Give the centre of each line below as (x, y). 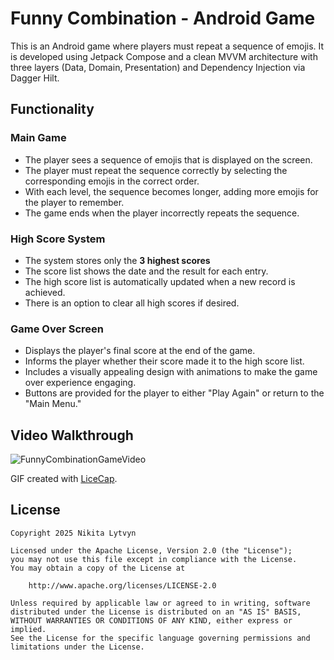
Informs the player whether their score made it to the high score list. (164, 361)
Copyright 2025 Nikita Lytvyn (73, 533)
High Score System (58, 239)
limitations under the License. (77, 647)
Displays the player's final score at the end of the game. (140, 351)
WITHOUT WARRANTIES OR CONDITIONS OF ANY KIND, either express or (151, 620)
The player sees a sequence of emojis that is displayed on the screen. (168, 159)
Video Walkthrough (72, 435)
